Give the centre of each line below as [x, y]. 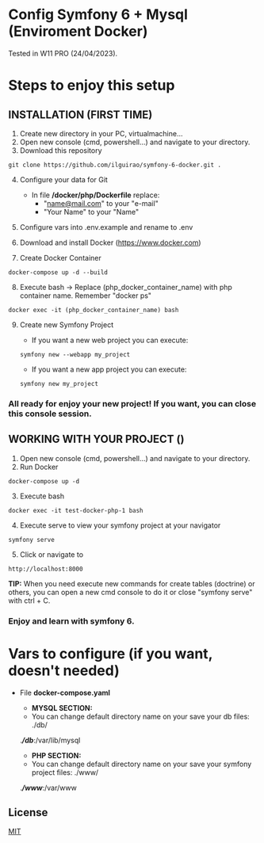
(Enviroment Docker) [78, 31]
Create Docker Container [60, 257]
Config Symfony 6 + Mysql [98, 15]
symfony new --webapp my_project [75, 354]
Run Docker [39, 467]
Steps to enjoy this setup [92, 86]
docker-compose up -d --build [58, 272]
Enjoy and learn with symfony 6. [71, 621]
